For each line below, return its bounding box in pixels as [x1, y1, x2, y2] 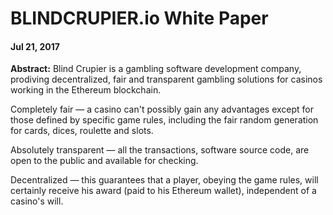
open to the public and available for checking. [10, 155, 199, 167]
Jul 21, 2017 [10, 40, 60, 52]
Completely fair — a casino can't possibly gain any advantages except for [10, 103, 315, 116]
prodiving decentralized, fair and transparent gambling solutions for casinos [10, 73, 323, 86]
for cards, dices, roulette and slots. [10, 125, 154, 137]
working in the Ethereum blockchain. [10, 84, 162, 96]
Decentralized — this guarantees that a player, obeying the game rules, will [10, 174, 319, 186]
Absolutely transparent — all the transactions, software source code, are [10, 144, 310, 156]
